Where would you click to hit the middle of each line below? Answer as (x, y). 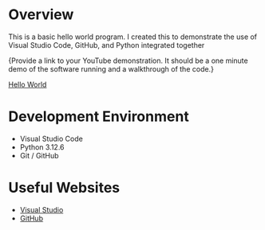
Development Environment (99, 117)
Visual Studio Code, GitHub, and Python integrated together (107, 45)
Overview (41, 15)
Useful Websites (64, 188)
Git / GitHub (39, 155)
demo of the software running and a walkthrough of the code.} (111, 68)
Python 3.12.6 (42, 147)
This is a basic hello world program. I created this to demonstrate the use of (133, 37)
